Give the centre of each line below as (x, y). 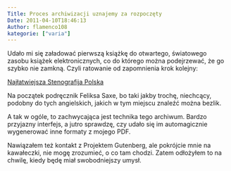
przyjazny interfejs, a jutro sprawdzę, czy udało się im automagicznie (107, 125)
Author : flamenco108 (38, 27)
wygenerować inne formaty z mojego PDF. (69, 132)
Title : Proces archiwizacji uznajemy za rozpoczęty (85, 14)
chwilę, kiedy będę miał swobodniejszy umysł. (75, 160)
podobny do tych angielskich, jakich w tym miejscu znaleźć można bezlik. (114, 103)
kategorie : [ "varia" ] (39, 33)
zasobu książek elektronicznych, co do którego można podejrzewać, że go (116, 61)
